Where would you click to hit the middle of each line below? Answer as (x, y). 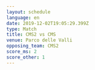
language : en (23, 18)
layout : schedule (28, 12)
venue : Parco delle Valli (39, 40)
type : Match (21, 29)
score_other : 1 (26, 57)
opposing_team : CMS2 (33, 46)
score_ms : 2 (21, 52)
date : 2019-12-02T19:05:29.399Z (47, 23)
